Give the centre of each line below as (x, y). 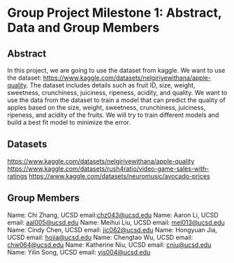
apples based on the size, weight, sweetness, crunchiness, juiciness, (107, 107)
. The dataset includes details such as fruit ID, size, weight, (111, 85)
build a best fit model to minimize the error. (69, 122)
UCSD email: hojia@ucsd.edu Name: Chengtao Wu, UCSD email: (100, 237)
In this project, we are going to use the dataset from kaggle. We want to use (116, 70)
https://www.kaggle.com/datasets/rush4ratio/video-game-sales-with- (108, 169)
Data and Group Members (83, 28)
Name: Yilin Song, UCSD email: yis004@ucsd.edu (79, 252)
